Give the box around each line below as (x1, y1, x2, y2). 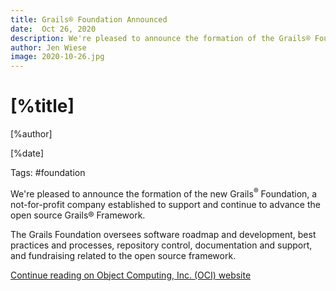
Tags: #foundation (10, 167, 86, 179)
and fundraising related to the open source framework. (10, 249, 237, 261)
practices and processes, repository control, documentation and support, (10, 239, 313, 251)
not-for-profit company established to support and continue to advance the (10, 198, 321, 210)
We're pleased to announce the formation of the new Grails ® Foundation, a (10, 186, 318, 200)
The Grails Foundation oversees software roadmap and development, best (10, 228, 317, 240)
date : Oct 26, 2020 (10, 24, 97, 34)
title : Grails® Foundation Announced (10, 14, 168, 25)
